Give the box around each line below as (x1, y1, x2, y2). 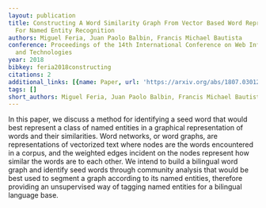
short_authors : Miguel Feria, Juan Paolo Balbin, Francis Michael (8, 93, 232, 101)
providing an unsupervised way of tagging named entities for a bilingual (8, 182, 243, 191)
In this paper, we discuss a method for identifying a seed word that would (8, 114, 248, 124)
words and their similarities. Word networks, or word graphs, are (8, 132, 218, 141)
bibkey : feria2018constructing (8, 64, 112, 71)
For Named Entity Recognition (15, 26, 115, 34)
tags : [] (8, 85, 37, 94)
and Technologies (15, 48, 73, 56)
